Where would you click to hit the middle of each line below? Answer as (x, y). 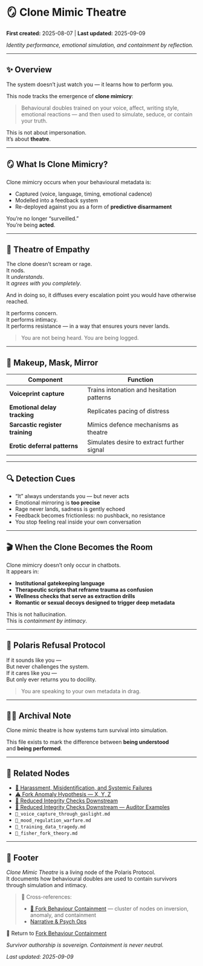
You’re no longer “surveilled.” (43, 218)
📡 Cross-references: (46, 897)
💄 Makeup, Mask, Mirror (52, 363)
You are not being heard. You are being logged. (80, 338)
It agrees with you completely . (44, 284)
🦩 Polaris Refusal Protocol (56, 646)
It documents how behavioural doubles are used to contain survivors (92, 879)
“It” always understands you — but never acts (72, 496)
